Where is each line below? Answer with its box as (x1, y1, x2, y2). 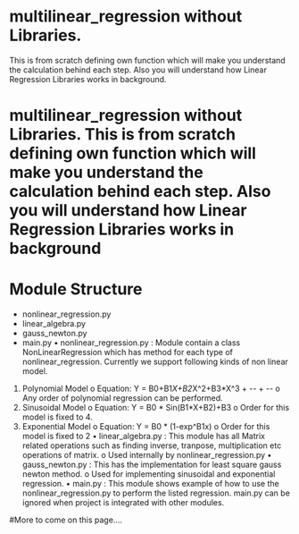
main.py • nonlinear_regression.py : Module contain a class (21, 337, 241, 348)
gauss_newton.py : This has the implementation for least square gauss (21, 459, 282, 470)
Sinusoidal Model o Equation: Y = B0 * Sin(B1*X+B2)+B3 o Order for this (21, 403, 290, 413)
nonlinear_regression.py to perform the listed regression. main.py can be (21, 487, 290, 498)
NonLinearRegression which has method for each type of (21, 347, 234, 358)
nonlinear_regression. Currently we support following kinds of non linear (21, 356, 288, 368)
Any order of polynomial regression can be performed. (21, 393, 223, 403)
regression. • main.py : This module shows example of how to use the (21, 479, 279, 489)
